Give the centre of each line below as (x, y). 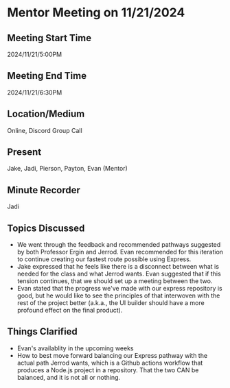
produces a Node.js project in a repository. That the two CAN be (108, 370)
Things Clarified (42, 331)
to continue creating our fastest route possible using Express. (104, 259)
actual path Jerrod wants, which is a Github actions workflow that (110, 363)
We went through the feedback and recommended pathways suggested (119, 245)
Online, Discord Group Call (45, 130)
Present (24, 152)
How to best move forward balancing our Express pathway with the (112, 355)
